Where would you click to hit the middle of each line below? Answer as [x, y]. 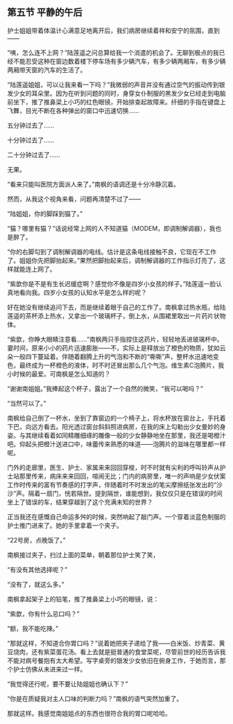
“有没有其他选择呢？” [37, 570]
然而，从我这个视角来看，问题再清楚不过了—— [74, 199]
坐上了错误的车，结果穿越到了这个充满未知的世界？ [80, 502]
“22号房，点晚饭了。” [36, 540]
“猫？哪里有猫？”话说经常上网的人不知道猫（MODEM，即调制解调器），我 [111, 228]
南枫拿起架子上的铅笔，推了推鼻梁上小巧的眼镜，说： [83, 599]
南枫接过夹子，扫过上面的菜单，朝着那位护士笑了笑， [83, 555]
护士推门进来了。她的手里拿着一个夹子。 [65, 525]
